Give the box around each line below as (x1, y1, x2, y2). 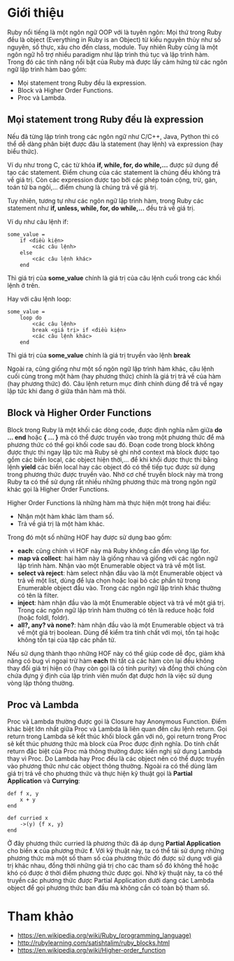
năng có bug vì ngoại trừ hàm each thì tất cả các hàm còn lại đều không (7, 656, 214, 665)
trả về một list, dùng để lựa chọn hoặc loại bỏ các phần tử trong (17, 576, 200, 585)
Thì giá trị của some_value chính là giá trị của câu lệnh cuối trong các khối (7, 274, 221, 282)
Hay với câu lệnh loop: (7, 295, 72, 303)
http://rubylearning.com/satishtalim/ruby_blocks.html (17, 939, 170, 947)
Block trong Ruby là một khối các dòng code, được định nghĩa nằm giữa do (7, 425, 223, 434)
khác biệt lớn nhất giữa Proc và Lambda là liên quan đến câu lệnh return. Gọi (7, 725, 228, 733)
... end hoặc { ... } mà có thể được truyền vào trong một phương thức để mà (7, 433, 225, 441)
